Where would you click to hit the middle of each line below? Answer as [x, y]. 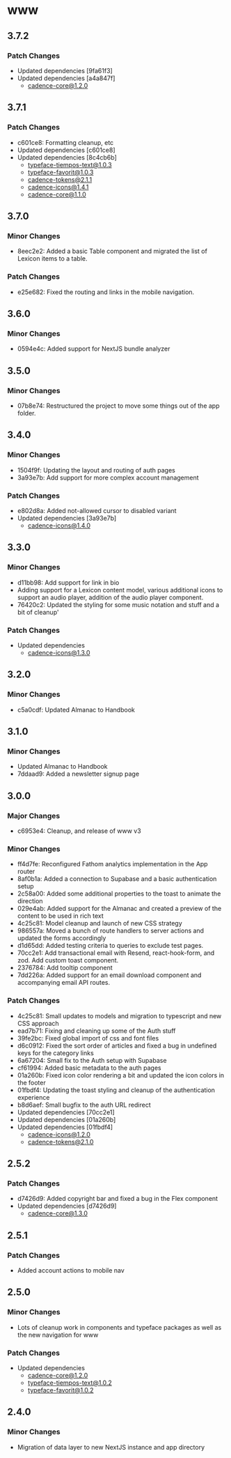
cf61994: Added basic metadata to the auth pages [89, 1068]
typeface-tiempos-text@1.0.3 [70, 164]
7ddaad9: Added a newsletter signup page [78, 774]
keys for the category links [55, 1053]
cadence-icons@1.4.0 [59, 525]
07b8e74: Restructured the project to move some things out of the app [118, 406]
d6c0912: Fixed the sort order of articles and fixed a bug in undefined [117, 1045]
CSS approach [38, 1023]
